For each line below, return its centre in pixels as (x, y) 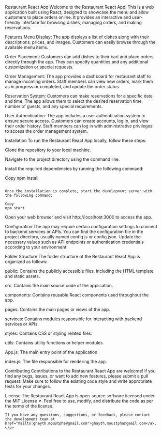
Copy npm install (22, 178)
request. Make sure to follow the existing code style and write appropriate (79, 381)
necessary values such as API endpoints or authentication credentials (74, 242)
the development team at (30, 419)
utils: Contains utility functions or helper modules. (54, 343)
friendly (13, 22)
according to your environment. (36, 247)
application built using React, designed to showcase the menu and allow (77, 12)
